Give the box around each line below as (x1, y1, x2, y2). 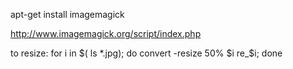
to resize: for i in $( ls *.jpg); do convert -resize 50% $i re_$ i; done (10, 47, 283, 59)
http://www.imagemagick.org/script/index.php (10, 28, 202, 39)
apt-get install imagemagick (10, 9, 125, 20)
